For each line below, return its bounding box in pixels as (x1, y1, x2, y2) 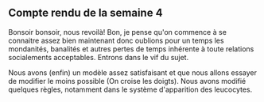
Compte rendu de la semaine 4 (8, 6, 163, 20)
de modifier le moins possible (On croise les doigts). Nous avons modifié (8, 76, 247, 85)
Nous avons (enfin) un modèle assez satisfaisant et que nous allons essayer (8, 67, 257, 77)
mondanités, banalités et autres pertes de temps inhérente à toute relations (8, 43, 254, 54)
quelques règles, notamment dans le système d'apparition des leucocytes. (8, 85, 253, 94)
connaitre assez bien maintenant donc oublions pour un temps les (8, 36, 224, 45)
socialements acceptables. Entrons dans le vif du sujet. (8, 52, 189, 62)
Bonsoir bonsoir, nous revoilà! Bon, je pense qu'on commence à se (8, 27, 227, 36)
